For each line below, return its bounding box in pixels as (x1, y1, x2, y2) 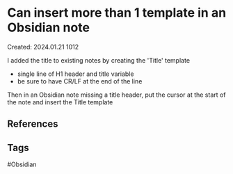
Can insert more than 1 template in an (7, 5, 227, 21)
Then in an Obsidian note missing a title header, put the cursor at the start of (7, 90, 226, 99)
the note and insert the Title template (7, 97, 113, 106)
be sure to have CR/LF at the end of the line (17, 77, 143, 85)
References (7, 118, 58, 130)
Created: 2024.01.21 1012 (7, 42, 79, 51)
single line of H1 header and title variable (17, 70, 134, 78)
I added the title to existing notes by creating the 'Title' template (7, 56, 190, 64)
